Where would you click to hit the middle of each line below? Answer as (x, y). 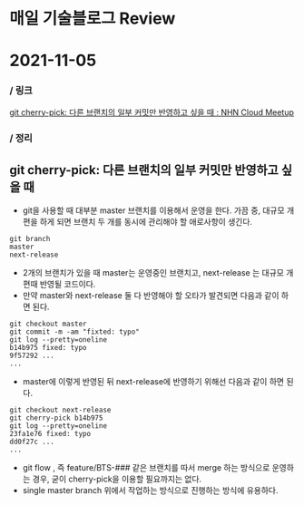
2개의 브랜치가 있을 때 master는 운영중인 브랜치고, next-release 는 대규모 (153, 273)
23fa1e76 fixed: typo (50, 434)
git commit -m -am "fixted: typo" (75, 332)
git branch (30, 239)
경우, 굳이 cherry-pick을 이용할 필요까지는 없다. (117, 479)
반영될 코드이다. (68, 284)
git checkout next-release (60, 410)
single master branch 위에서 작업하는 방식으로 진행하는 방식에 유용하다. (150, 490)
